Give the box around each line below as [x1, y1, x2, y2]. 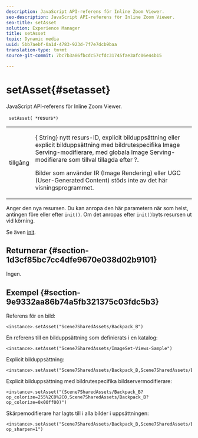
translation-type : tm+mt [6, 47, 67, 53]
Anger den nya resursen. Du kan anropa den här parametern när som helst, [6, 204, 189, 211]
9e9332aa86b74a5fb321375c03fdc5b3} [6, 296, 159, 307]
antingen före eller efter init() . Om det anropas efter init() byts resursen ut [6, 211, 192, 218]
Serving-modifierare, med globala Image [35, 148, 148, 156]
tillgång [9, 158, 29, 166]
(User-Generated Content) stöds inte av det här [35, 176, 168, 184]
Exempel [6, 287, 39, 298]
